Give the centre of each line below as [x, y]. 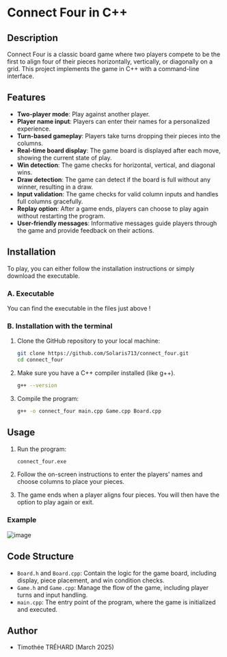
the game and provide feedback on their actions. [85, 230]
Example [22, 520]
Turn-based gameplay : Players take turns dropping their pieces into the [119, 136]
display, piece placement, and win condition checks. [91, 580]
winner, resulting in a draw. [55, 187]
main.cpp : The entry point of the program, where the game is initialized [116, 602]
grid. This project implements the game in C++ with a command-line [103, 69]
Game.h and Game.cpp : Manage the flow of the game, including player [113, 587]
